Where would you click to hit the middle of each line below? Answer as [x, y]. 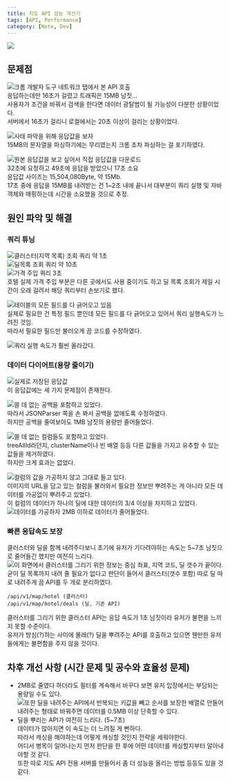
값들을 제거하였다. [31, 454]
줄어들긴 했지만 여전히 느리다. [54, 556]
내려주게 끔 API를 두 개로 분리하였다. [63, 582]
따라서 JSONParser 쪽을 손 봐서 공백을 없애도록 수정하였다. [87, 413]
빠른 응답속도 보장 [35, 531]
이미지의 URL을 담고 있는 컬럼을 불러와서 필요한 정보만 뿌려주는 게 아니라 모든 [112, 486]
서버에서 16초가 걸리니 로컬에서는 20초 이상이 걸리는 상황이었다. [93, 122]
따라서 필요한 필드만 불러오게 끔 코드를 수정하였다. [75, 331]
